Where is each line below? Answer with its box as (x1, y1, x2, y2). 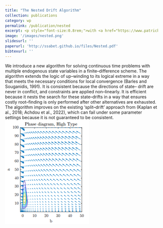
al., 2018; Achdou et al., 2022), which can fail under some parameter (5, 109, 142, 115)
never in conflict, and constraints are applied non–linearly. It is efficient (5, 88, 147, 94)
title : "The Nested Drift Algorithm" (5, 8, 81, 13)
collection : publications (5, 13, 57, 18)
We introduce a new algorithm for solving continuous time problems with (5, 63, 150, 69)
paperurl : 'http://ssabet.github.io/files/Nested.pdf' (5, 44, 118, 49)
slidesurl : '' (5, 39, 34, 44)
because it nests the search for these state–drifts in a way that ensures (5, 94, 147, 100)
